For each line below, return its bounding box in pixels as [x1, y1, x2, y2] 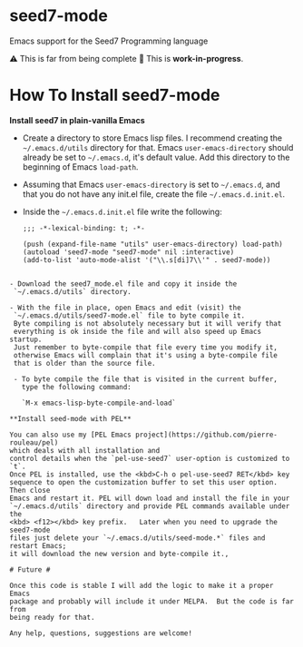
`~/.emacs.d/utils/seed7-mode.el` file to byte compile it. [13, 310, 246, 320]
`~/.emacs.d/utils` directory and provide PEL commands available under [9, 501, 290, 511]
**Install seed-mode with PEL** [9, 414, 132, 423]
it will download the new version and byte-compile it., [9, 549, 230, 558]
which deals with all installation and [9, 446, 161, 455]
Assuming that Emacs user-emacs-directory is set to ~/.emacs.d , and [22, 179, 281, 190]
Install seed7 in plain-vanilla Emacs [9, 114, 145, 125]
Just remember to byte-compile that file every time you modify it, [13, 342, 279, 352]
